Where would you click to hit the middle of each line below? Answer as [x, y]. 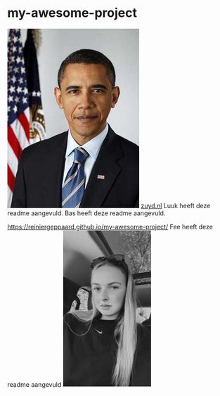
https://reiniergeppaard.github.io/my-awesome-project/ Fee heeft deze [110, 226]
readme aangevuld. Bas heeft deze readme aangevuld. [86, 213]
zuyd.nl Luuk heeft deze [175, 205]
